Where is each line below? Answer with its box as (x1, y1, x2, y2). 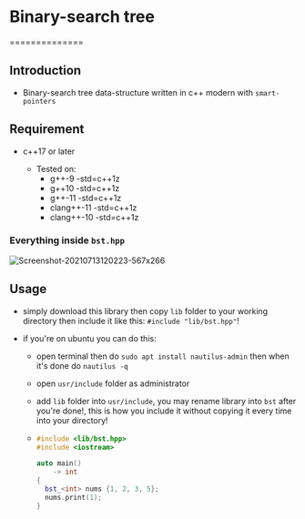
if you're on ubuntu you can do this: (22, 332, 157, 343)
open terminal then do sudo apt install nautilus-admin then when (36, 351, 290, 361)
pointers (22, 97, 56, 106)
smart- (254, 88, 280, 97)
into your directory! (36, 414, 108, 425)
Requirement (9, 121, 85, 137)
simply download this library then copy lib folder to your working (22, 305, 269, 316)
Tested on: (36, 163, 76, 174)
